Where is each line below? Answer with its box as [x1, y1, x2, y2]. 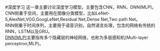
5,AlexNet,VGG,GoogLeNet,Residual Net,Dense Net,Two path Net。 [5, 17, 140, 22]
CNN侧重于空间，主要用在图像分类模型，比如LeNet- [5, 10, 110, 16]
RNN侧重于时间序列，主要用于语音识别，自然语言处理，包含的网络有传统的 [5, 22, 156, 28]
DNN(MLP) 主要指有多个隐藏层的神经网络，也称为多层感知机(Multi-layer [5, 34, 149, 40]
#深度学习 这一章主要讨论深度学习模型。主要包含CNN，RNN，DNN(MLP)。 [5, 4, 157, 10]
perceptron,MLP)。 [5, 41, 44, 46]
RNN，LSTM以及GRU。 [5, 29, 53, 34]
